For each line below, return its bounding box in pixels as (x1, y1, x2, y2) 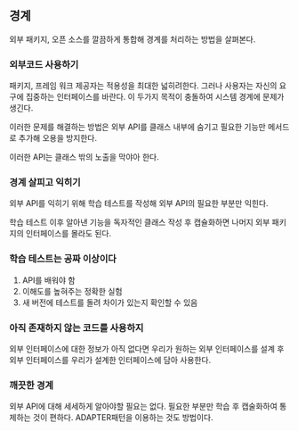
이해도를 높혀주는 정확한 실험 (21, 286, 123, 296)
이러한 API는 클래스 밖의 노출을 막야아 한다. (9, 152, 159, 162)
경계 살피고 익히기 (9, 177, 82, 189)
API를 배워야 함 (21, 275, 76, 286)
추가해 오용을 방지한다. (18, 133, 98, 144)
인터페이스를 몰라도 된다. (25, 228, 112, 239)
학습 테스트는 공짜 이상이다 (9, 253, 117, 265)
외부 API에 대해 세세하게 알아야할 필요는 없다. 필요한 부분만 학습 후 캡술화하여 (9, 401, 278, 412)
